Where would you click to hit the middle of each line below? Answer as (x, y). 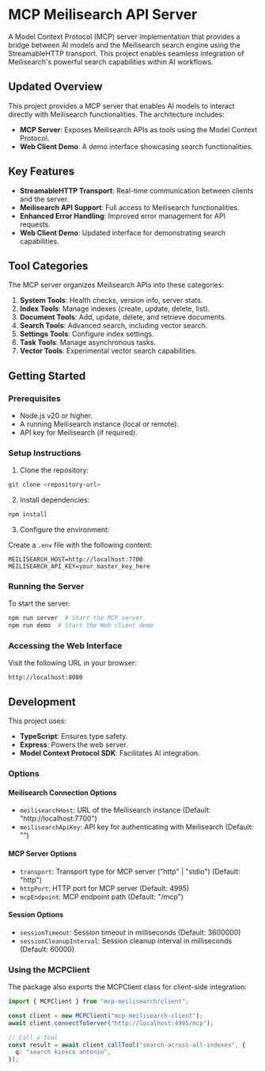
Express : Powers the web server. (74, 745)
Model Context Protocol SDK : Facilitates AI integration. (110, 753)
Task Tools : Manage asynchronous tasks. (88, 342)
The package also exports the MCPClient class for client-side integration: (128, 987)
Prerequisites (34, 398)
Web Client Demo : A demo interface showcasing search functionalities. (136, 146)
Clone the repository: (54, 470)
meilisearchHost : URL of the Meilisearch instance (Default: (115, 810)
